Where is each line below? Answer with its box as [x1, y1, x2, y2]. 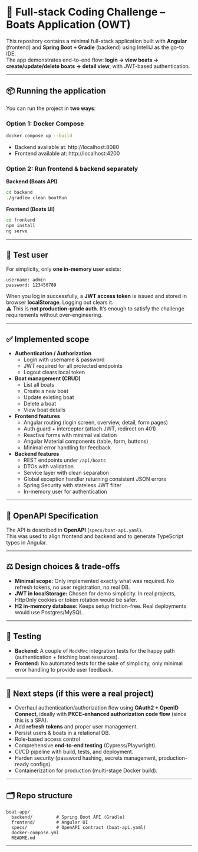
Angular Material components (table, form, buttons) [23, 438, 148, 445]
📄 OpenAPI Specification [6, 511, 98, 521]
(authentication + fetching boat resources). [14, 653, 120, 660]
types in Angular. [6, 539, 47, 546]
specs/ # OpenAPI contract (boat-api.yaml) [11, 825, 146, 831]
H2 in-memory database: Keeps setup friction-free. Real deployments [14, 602, 187, 610]
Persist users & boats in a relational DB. [14, 730, 110, 737]
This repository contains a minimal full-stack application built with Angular [6, 37, 187, 44]
